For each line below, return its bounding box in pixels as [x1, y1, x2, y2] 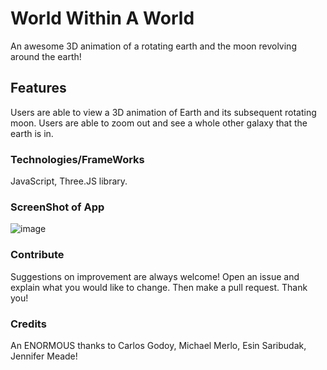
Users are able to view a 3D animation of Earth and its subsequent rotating [10, 106, 317, 118]
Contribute [10, 248, 65, 262]
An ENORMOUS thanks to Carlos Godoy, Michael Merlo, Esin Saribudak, [10, 339, 307, 351]
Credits [10, 317, 47, 331]
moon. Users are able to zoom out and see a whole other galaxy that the [10, 117, 308, 129]
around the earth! [10, 50, 82, 62]
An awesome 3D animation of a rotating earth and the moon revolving [10, 40, 297, 52]
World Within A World [10, 7, 195, 30]
